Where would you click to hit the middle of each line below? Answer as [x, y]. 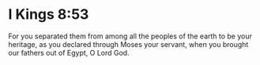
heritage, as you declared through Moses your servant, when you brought [128, 44]
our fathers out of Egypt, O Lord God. [69, 52]
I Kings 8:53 [49, 14]
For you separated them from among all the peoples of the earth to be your [130, 36]
